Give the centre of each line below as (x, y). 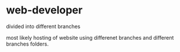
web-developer (45, 10)
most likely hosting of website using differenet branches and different (90, 37)
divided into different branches (43, 26)
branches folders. (27, 44)
